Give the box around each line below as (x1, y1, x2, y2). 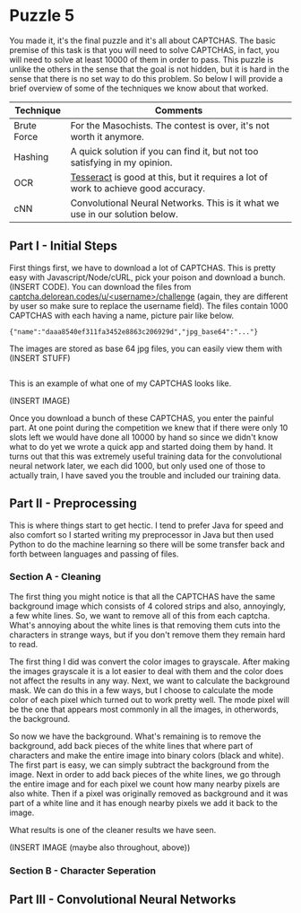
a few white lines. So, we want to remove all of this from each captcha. (9, 610, 271, 620)
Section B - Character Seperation (9, 864, 157, 876)
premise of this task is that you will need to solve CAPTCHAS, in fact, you (9, 44, 279, 55)
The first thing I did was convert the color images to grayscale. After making (9, 656, 290, 667)
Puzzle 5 (9, 5, 74, 26)
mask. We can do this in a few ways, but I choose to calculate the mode (9, 684, 274, 696)
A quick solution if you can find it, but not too (70, 145, 259, 157)
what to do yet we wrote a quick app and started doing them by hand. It (9, 441, 273, 452)
